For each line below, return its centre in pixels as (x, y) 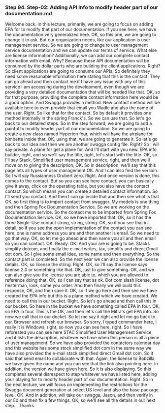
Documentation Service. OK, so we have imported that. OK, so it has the (78, 217)
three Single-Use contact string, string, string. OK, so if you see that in (76, 223)
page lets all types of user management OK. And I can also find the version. (82, 171)
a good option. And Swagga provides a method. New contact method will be (82, 103)
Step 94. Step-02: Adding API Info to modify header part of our (82, 7)
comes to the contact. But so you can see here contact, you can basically (80, 181)
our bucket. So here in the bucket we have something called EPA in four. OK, (82, 306)
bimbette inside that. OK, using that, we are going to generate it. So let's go (81, 139)
